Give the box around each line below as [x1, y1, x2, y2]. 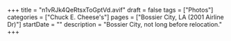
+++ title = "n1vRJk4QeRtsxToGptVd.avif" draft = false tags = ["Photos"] [7, 6, 214, 14]
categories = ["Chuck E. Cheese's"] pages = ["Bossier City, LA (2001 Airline [7, 13, 224, 21]
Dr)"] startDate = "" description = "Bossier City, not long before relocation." [7, 20, 223, 28]
